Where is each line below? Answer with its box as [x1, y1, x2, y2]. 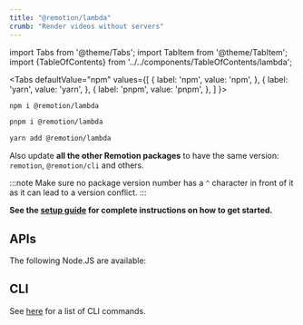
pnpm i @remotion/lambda [9, 117, 103, 127]
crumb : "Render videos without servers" [9, 22, 165, 31]
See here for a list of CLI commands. [9, 305, 147, 316]
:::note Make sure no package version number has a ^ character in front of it [9, 178, 294, 189]
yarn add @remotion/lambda [9, 133, 112, 143]
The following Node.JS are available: [9, 255, 147, 266]
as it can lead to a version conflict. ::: [9, 187, 147, 198]
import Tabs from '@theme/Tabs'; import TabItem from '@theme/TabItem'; [9, 46, 288, 57]
